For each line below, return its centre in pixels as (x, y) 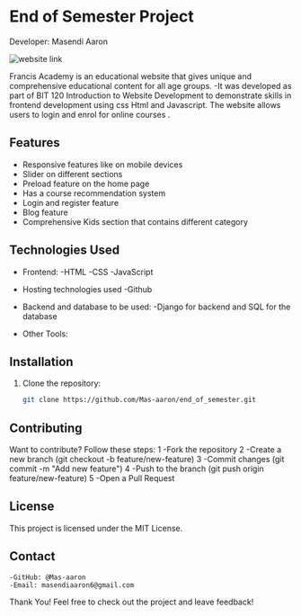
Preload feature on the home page (86, 183)
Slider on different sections (72, 174)
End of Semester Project (102, 17)
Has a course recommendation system (94, 193)
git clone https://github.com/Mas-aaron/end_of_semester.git (139, 400)
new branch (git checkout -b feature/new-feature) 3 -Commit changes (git (147, 460)
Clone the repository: (62, 383)
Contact (32, 556)
